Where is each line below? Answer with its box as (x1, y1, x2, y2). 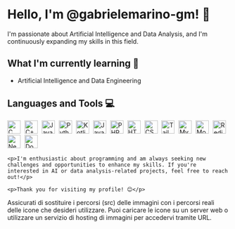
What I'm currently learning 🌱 (7, 58, 139, 70)
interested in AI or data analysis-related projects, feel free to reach (7, 167, 229, 175)
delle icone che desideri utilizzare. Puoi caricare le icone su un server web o (7, 206, 229, 214)
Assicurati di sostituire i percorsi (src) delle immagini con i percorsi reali (7, 198, 215, 206)
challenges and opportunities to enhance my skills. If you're (7, 161, 197, 168)
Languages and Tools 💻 (7, 98, 115, 110)
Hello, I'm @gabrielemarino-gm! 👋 (7, 6, 211, 23)
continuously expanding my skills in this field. (7, 37, 139, 45)
